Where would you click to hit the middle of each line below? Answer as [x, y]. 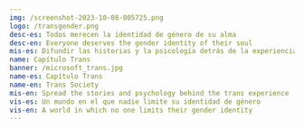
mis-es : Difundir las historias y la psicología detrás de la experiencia [153, 51]
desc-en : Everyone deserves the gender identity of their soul [131, 43]
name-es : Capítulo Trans [56, 77]
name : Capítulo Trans [50, 59]
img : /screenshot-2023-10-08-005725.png [87, 18]
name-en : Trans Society [54, 85]
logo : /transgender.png [54, 26]
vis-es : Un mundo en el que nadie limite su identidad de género [135, 101]
